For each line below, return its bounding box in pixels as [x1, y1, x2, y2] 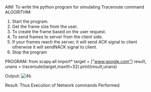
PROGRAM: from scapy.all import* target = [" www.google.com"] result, [5, 59, 147, 64]
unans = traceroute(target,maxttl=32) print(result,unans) [5, 64, 117, 69]
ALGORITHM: [5, 9, 32, 15]
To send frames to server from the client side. [12, 34, 103, 39]
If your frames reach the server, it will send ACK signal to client [12, 39, 137, 45]
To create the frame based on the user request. [12, 29, 106, 34]
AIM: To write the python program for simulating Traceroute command [5, 4, 144, 10]
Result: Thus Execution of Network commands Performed [5, 82, 120, 88]
